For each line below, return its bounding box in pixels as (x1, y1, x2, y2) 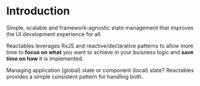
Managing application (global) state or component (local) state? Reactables (6, 66, 194, 73)
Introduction (6, 4, 70, 18)
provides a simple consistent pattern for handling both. (6, 73, 144, 80)
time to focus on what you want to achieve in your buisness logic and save (6, 48, 194, 55)
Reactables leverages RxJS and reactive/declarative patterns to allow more (6, 42, 194, 49)
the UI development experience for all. (6, 30, 102, 37)
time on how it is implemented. (6, 55, 84, 62)
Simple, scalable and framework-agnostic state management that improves (6, 24, 194, 31)
